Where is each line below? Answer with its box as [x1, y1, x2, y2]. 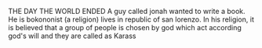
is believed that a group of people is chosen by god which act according [8, 23, 242, 32]
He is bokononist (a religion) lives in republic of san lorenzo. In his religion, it [8, 15, 255, 24]
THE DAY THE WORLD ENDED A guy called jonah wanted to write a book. [8, 7, 246, 15]
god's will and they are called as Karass [8, 31, 136, 40]
